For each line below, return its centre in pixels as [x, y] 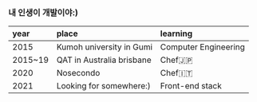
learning [176, 33]
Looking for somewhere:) [104, 86]
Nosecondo [78, 73]
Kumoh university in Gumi [105, 47]
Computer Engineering [203, 47]
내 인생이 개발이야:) [43, 12]
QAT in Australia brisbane [104, 60]
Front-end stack [191, 86]
